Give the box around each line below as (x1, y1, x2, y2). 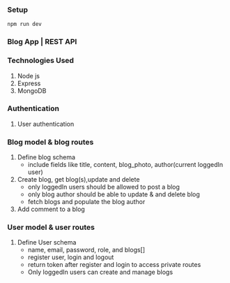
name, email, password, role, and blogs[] (27, 246, 145, 254)
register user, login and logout (27, 253, 114, 261)
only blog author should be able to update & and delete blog (27, 190, 200, 198)
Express (17, 79, 41, 87)
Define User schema (17, 238, 77, 247)
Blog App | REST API (7, 37, 77, 47)
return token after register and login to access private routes (27, 261, 201, 269)
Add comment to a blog (17, 205, 85, 214)
